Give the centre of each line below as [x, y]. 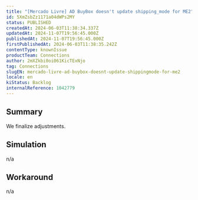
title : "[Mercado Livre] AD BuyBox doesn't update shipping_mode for [93, 11]
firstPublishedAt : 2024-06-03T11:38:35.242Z [62, 45]
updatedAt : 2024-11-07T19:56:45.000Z [52, 34]
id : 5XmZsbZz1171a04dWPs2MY [41, 17]
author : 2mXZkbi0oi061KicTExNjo [46, 61]
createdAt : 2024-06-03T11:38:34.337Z [52, 28]
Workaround [30, 177]
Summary [24, 112]
